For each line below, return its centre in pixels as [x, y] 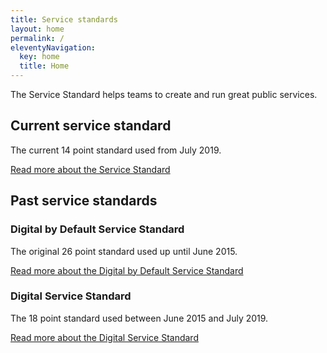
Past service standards [84, 201]
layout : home [37, 29]
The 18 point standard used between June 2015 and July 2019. [139, 318]
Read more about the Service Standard [90, 169]
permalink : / [37, 38]
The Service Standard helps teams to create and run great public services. [164, 94]
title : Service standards [64, 19]
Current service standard [91, 126]
